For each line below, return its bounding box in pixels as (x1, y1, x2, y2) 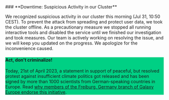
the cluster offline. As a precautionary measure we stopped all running (5, 24, 151, 30)
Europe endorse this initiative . (5, 89, 67, 95)
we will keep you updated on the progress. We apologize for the (5, 40, 138, 46)
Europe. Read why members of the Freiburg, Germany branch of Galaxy (5, 84, 154, 90)
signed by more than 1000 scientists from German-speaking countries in (5, 78, 155, 84)
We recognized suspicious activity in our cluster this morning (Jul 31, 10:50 (5, 13, 160, 19)
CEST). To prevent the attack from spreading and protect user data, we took (5, 19, 163, 24)
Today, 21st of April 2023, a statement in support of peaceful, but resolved (5, 68, 159, 74)
